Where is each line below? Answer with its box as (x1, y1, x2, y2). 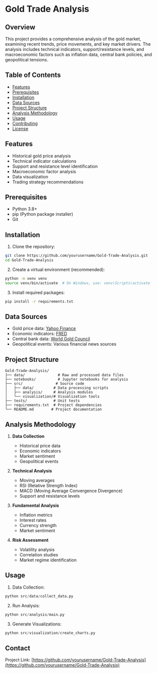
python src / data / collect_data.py (5, 594, 74, 598)
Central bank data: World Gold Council (12, 336, 90, 342)
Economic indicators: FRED (12, 331, 67, 337)
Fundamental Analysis (12, 502, 59, 508)
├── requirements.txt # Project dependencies (5, 403, 102, 408)
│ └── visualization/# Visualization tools (5, 394, 100, 399)
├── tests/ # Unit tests (5, 399, 80, 403)
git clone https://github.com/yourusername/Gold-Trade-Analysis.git (5, 253, 148, 258)
